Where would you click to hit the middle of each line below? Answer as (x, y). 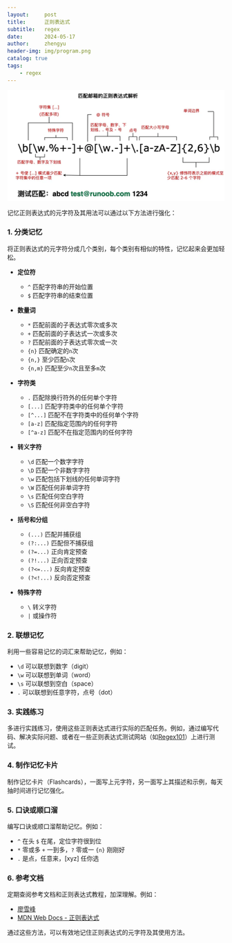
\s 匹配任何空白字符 (56, 496)
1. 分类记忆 (25, 232)
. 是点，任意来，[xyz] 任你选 (58, 859)
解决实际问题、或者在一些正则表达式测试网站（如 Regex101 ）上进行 (114, 737)
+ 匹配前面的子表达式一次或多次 (72, 333)
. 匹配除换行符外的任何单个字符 (72, 397)
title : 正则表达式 (39, 22)
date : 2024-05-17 (41, 37)
